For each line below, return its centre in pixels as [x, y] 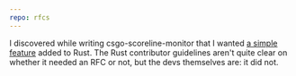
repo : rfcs [30, 17]
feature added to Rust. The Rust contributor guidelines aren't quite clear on [148, 52]
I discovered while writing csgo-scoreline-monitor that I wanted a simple [144, 43]
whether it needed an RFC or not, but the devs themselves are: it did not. [144, 62]
